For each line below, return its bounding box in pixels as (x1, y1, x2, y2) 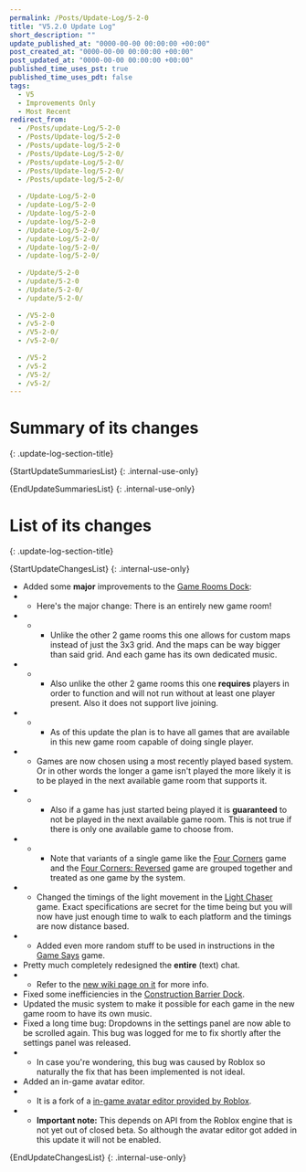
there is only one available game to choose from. (49, 824, 235, 835)
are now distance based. (36, 921, 130, 932)
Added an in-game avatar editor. (22, 1076, 145, 1087)
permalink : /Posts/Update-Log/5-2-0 (9, 13, 149, 23)
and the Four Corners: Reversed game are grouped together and (49, 862, 293, 873)
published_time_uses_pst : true (9, 65, 129, 74)
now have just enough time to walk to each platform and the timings (36, 911, 292, 923)
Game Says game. (36, 950, 106, 961)
